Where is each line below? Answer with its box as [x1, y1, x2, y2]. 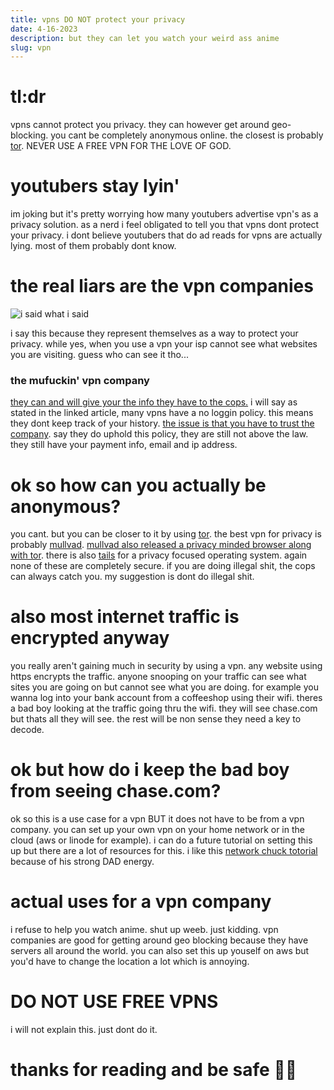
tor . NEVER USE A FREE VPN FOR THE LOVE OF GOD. [10, 140, 232, 152]
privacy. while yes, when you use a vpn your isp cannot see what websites [10, 338, 318, 350]
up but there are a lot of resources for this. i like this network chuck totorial [10, 845, 318, 857]
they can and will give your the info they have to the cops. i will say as [10, 396, 298, 408]
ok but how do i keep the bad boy [10, 759, 290, 781]
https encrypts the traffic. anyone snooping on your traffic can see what [10, 671, 307, 683]
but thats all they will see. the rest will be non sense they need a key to [10, 713, 302, 725]
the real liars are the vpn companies [10, 275, 314, 298]
